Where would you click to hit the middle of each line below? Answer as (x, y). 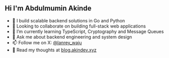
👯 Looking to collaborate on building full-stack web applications (79, 26)
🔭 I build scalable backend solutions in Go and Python (68, 20)
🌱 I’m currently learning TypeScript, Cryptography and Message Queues (88, 31)
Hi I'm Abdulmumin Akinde (48, 8)
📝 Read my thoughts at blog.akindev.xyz (54, 50)
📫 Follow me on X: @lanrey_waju (47, 42)
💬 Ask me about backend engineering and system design (72, 37)
